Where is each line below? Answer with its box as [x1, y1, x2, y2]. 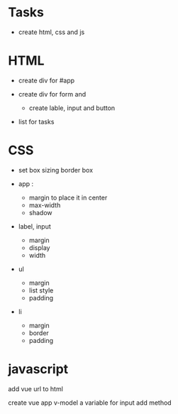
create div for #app [18, 76, 75, 85]
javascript [8, 361, 69, 377]
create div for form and [18, 89, 87, 98]
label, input [18, 222, 52, 231]
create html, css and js [18, 28, 85, 36]
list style [28, 285, 54, 295]
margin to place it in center [28, 193, 108, 202]
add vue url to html [8, 384, 63, 393]
